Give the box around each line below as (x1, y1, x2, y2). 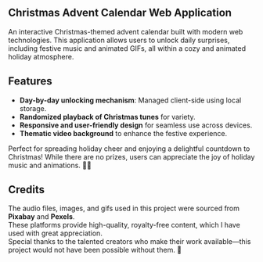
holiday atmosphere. (8, 52, 74, 61)
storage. (19, 103, 47, 113)
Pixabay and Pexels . (8, 212, 75, 221)
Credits (8, 183, 45, 196)
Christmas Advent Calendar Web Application (8, 6, 232, 20)
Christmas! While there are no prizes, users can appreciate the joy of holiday (8, 152, 255, 161)
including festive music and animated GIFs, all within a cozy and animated (8, 43, 247, 53)
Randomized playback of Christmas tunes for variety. (19, 112, 196, 121)
